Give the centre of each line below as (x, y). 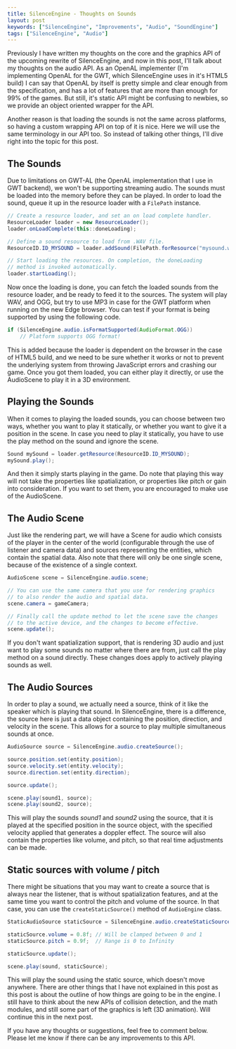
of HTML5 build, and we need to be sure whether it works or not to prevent (116, 357)
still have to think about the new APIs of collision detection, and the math (112, 1002)
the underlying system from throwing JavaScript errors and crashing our (112, 364)
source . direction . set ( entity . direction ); (69, 772)
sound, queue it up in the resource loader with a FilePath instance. (104, 203)
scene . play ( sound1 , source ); (50, 798)
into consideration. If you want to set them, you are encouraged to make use (118, 489)
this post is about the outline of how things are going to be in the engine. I (114, 995)
